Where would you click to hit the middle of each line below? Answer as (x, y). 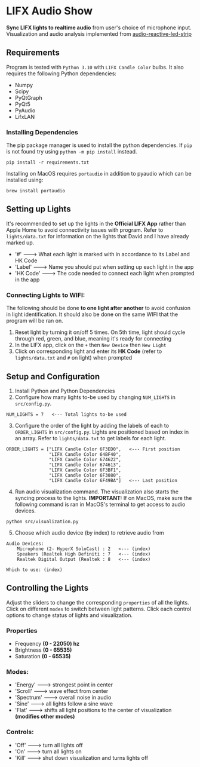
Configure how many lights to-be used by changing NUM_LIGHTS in (95, 397)
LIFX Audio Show (50, 11)
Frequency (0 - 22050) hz (47, 644)
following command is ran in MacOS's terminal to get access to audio (100, 504)
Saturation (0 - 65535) (43, 656)
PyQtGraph (29, 97)
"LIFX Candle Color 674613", (85, 465)
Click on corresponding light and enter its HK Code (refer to (88, 351)
